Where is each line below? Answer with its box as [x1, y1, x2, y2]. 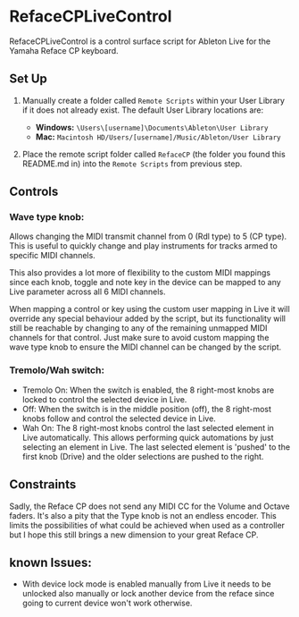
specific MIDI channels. [9, 250, 96, 261]
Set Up [9, 72, 47, 87]
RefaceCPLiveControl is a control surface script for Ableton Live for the [9, 36, 270, 46]
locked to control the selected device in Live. [21, 393, 187, 404]
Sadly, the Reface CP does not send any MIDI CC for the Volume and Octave [9, 501, 290, 511]
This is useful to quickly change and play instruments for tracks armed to [9, 241, 278, 251]
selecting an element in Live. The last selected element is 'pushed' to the [21, 441, 291, 452]
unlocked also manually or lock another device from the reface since [21, 588, 275, 599]
